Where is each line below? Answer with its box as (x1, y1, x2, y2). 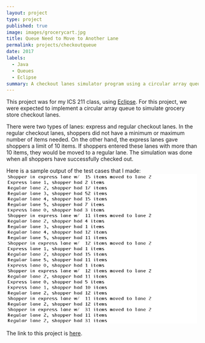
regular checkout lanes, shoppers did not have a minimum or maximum (6, 129, 185, 137)
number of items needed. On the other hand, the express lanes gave (6, 136, 178, 143)
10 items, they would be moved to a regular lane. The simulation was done (6, 149, 193, 156)
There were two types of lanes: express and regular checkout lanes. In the (6, 123, 193, 131)
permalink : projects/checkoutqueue (6, 42, 97, 48)
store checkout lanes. (6, 111, 61, 118)
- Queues (12, 68, 34, 74)
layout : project (6, 10, 48, 16)
